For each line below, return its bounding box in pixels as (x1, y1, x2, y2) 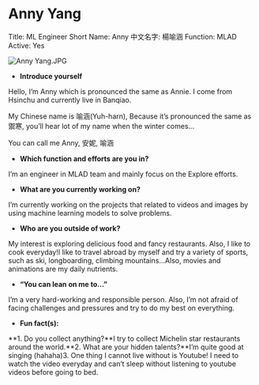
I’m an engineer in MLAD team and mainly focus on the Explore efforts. (8, 169, 238, 179)
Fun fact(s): (19, 318, 59, 328)
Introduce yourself (19, 71, 83, 81)
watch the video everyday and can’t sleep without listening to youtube (8, 359, 237, 368)
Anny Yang (8, 5, 81, 23)
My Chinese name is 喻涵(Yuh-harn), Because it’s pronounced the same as (8, 111, 252, 121)
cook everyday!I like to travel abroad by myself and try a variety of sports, (8, 247, 249, 257)
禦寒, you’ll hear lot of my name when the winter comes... (8, 121, 195, 130)
